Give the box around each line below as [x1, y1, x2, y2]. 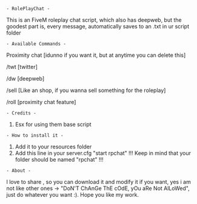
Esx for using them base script [15, 121, 92, 128]
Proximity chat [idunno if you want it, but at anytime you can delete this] [6, 51, 186, 59]
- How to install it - [6, 133, 64, 139]
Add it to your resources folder [15, 143, 92, 150]
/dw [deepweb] [6, 75, 45, 82]
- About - [6, 168, 32, 174]
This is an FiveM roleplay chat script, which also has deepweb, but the [6, 16, 182, 24]
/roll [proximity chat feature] [6, 99, 76, 105]
